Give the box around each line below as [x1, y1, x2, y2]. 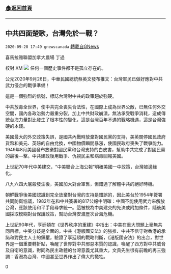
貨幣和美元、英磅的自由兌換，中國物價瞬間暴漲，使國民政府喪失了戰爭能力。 [5, 140, 166, 146]
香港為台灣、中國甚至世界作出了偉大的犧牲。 [14, 254, 108, 260]
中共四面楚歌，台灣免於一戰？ [5, 29, 99, 38]
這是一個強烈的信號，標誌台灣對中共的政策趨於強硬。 [5, 93, 117, 99]
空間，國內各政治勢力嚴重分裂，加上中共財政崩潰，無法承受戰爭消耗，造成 [5, 111, 161, 117]
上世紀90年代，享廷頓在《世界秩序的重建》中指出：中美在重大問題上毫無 [5, 222, 158, 228]
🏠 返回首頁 [5, 4, 33, 11]
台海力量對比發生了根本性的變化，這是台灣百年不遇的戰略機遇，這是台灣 [9, 117, 161, 123]
